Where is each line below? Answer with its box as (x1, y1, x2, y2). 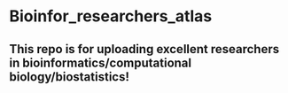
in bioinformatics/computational (9, 55, 192, 70)
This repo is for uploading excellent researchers (9, 42, 280, 57)
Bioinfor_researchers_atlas (9, 6, 213, 27)
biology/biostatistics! (9, 69, 130, 84)
